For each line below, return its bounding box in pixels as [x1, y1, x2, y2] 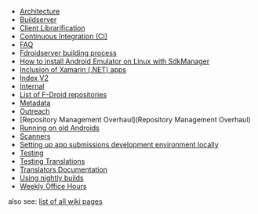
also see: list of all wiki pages [8, 197, 104, 206]
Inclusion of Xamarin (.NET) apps [19, 65, 127, 74]
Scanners [19, 132, 51, 140]
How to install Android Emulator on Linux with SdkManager [19, 56, 210, 66]
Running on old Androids [19, 123, 100, 132]
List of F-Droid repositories [19, 90, 107, 99]
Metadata [19, 98, 51, 107]
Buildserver [19, 15, 57, 24]
